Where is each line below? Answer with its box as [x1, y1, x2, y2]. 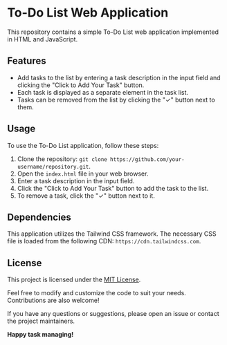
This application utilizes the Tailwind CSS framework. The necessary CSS [7, 230, 217, 238]
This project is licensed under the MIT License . [7, 275, 141, 284]
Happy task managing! [7, 330, 74, 339]
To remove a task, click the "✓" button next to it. [17, 192, 156, 200]
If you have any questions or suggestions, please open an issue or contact [7, 310, 219, 318]
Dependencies [7, 211, 71, 223]
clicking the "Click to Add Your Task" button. [17, 81, 145, 89]
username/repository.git [17, 163, 89, 170]
